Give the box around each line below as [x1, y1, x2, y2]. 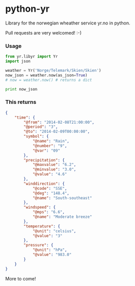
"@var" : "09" [32, 148, 60, 153]
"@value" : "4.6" [32, 171, 67, 177]
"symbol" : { [23, 134, 49, 139]
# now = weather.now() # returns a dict [5, 77, 93, 82]
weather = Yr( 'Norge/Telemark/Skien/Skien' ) [5, 68, 101, 73]
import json [5, 59, 31, 64]
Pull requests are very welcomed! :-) [5, 30, 82, 36]
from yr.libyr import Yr [5, 54, 58, 59]
